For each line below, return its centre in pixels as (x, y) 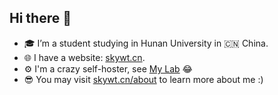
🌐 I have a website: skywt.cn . (84, 57)
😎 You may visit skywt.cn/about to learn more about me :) (143, 79)
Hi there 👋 (40, 18)
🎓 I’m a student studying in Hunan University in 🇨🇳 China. (146, 43)
